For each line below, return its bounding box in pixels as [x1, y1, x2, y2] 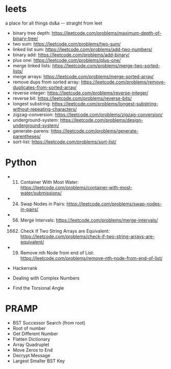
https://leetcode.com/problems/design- [60, 117, 143, 123]
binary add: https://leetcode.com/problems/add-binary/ [12, 52, 130, 58]
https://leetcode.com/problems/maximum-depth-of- [52, 30, 162, 36]
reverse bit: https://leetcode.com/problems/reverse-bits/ [12, 95, 132, 101]
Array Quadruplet [12, 341, 50, 348]
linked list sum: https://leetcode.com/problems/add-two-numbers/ [12, 46, 153, 52]
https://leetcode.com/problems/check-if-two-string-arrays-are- [20, 233, 155, 240]
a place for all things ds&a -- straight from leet [5, 20, 103, 26]
